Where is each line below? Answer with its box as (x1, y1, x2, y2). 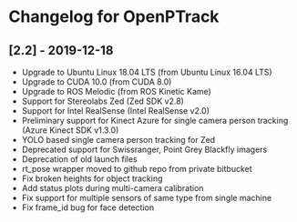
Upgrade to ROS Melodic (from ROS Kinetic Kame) (21, 86, 211, 96)
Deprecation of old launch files (21, 154, 138, 165)
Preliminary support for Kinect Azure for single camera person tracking (21, 116, 289, 126)
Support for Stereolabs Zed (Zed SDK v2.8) (21, 96, 184, 106)
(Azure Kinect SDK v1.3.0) (21, 125, 119, 136)
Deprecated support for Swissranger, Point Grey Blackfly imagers (21, 144, 268, 155)
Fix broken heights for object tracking (21, 173, 163, 184)
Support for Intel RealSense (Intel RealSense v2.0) (21, 106, 210, 116)
